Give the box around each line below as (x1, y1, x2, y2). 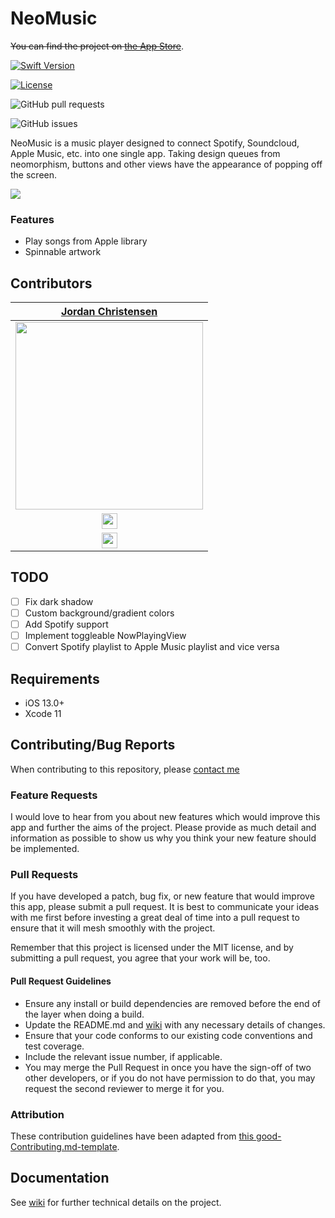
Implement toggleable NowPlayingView (24, 630, 187, 642)
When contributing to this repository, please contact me (10, 763, 240, 775)
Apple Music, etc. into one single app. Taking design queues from (10, 147, 281, 159)
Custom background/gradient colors (24, 607, 175, 619)
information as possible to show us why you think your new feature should (10, 832, 317, 844)
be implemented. (10, 843, 80, 855)
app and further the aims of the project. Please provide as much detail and (10, 822, 317, 834)
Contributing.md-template (10, 1140, 118, 1152)
